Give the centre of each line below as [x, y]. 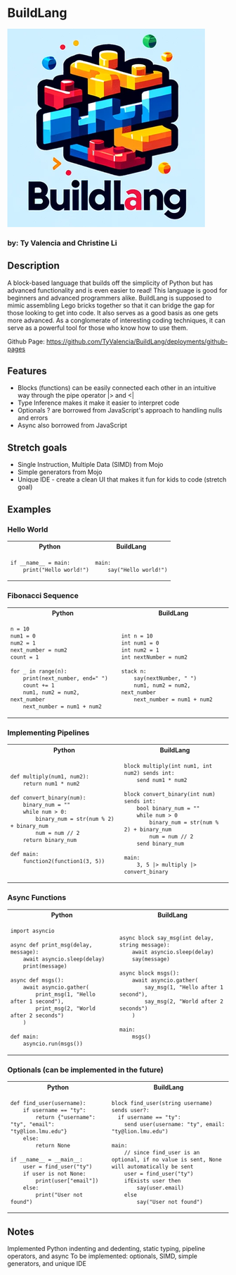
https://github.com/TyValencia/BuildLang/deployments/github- [137, 341]
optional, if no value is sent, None [167, 1159]
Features [27, 371]
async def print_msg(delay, [51, 945]
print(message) [45, 966]
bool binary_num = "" [168, 808]
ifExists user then [152, 1181]
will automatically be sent [152, 1166]
